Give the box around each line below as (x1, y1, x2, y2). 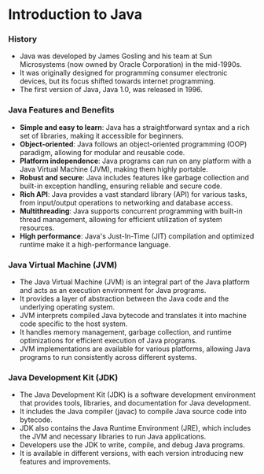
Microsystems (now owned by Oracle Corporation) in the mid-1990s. (19, 60, 242, 69)
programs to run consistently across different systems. (19, 353, 197, 362)
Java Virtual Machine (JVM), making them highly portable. (19, 164, 208, 174)
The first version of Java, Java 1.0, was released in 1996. (19, 85, 203, 94)
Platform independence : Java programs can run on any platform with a (19, 156, 251, 165)
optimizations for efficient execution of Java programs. (19, 336, 198, 346)
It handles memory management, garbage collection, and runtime (19, 328, 232, 337)
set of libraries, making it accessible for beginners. (19, 131, 184, 140)
